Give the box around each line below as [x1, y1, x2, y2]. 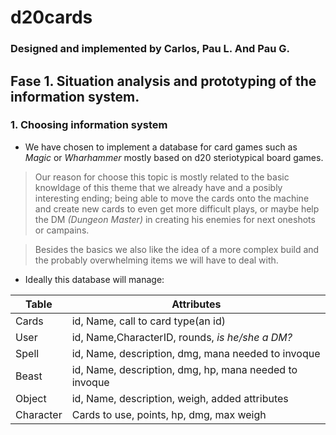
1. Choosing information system [10, 118, 168, 132]
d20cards [10, 6, 93, 29]
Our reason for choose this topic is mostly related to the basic [34, 171, 290, 183]
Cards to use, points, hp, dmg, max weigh [71, 407, 267, 421]
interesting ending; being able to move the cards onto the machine [34, 192, 310, 204]
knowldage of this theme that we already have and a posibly [34, 181, 283, 193]
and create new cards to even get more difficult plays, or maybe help [34, 202, 320, 215]
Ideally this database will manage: [24, 273, 165, 285]
